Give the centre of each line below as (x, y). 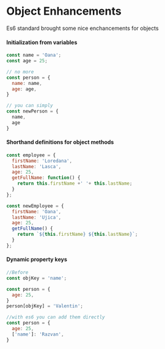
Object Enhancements (64, 11)
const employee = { (31, 155)
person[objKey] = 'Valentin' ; (45, 306)
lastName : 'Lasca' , (37, 166)
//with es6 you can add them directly (56, 317)
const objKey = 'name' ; (37, 278)
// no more (20, 72)
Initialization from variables (42, 42)
